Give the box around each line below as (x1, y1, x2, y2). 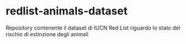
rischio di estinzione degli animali (5, 30, 89, 37)
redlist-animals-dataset (5, 4, 128, 18)
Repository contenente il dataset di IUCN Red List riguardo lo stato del (5, 24, 181, 31)
